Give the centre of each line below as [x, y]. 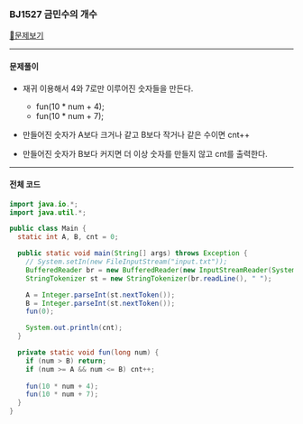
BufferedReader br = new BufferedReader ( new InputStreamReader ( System [161, 270]
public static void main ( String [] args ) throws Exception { [133, 253]
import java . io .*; [44, 204]
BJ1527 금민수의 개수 [53, 14]
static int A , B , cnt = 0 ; [68, 237]
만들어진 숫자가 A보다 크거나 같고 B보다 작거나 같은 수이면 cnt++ [136, 134]
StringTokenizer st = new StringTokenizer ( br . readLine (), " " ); [149, 278]
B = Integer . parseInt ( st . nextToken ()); [101, 303]
